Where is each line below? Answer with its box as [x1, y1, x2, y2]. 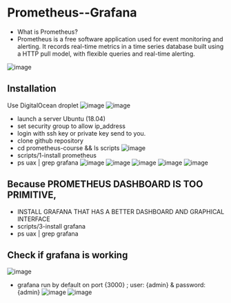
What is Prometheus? [17, 28, 78, 36]
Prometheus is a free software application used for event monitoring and [17, 34, 223, 43]
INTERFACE [17, 215, 50, 223]
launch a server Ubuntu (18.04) [17, 114, 106, 123]
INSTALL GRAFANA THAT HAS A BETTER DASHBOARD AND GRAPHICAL [17, 207, 225, 216]
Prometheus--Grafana [7, 5, 137, 21]
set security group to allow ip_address [17, 122, 126, 130]
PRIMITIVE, [7, 189, 57, 201]
